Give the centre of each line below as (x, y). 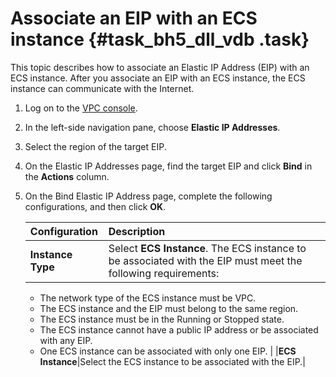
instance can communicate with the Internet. (102, 88)
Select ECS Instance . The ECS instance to (207, 248)
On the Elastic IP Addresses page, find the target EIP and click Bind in (168, 166)
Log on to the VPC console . (81, 108)
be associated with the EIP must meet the (205, 260)
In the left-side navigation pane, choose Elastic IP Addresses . (152, 127)
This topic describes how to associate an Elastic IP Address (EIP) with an (160, 67)
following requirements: (164, 273)
